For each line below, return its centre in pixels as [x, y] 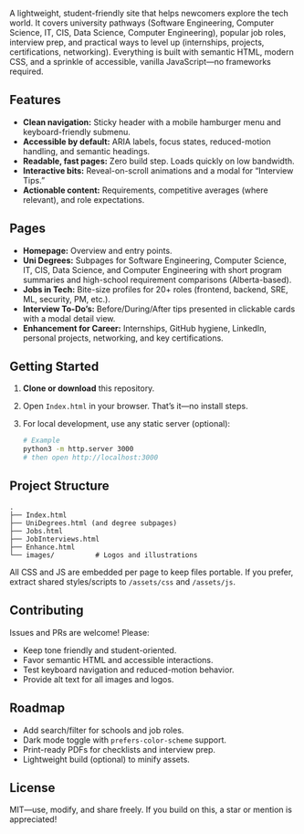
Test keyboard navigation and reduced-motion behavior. [128, 670]
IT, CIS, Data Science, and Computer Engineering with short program [152, 269]
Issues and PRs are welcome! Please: [79, 632]
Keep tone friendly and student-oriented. [100, 650]
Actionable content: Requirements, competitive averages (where [145, 190]
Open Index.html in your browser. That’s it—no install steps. [135, 406]
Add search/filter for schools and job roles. [103, 730]
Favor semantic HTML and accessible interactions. [118, 660]
